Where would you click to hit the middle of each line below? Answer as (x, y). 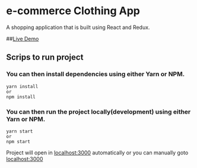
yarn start (20, 131)
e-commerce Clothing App (73, 11)
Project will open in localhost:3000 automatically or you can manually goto (97, 153)
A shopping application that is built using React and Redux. (78, 27)
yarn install (22, 86)
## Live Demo (23, 38)
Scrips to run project (45, 57)
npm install (21, 97)
